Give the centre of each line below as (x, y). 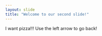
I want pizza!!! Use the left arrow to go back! (51, 28)
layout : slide (20, 10)
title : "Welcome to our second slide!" (47, 14)
